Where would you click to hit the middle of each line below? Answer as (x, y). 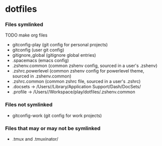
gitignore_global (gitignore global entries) (54, 55)
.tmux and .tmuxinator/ (35, 139)
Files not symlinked (29, 105)
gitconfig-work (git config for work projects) (57, 115)
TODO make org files (26, 35)
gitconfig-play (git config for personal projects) (60, 45)
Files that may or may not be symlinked (53, 128)
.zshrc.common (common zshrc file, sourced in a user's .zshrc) (76, 81)
